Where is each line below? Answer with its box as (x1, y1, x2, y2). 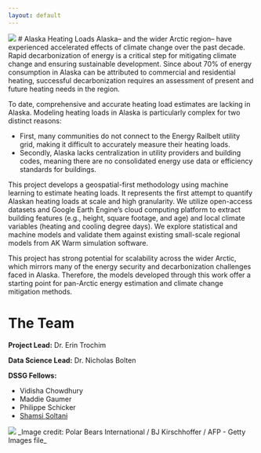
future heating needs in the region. (8, 84, 120, 93)
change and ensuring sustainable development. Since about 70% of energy (8, 59, 252, 68)
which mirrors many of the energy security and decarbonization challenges (8, 261, 252, 271)
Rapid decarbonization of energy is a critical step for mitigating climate (8, 50, 237, 60)
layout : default (8, 11, 61, 20)
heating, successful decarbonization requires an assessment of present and (8, 75, 254, 85)
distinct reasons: (8, 115, 62, 126)
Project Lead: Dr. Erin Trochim (8, 340, 107, 349)
